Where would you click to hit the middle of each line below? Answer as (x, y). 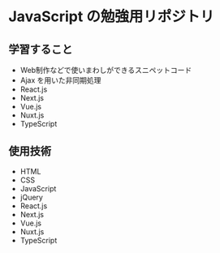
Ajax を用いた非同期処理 (60, 80)
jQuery (31, 197)
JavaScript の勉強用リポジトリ (112, 17)
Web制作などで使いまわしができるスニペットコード (106, 70)
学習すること (41, 49)
